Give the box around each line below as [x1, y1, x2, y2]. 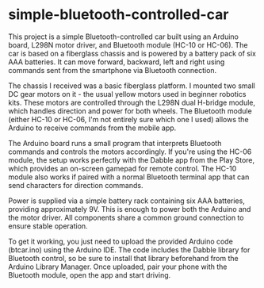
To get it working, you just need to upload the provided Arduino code [8, 236, 234, 246]
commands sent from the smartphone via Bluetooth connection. [8, 65, 217, 75]
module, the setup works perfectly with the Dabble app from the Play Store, [8, 155, 255, 164]
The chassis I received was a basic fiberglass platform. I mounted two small [8, 81, 255, 90]
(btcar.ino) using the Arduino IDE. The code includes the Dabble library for [8, 244, 251, 255]
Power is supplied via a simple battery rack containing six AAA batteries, [8, 196, 246, 205]
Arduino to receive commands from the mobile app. [8, 123, 177, 132]
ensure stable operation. [8, 221, 89, 231]
